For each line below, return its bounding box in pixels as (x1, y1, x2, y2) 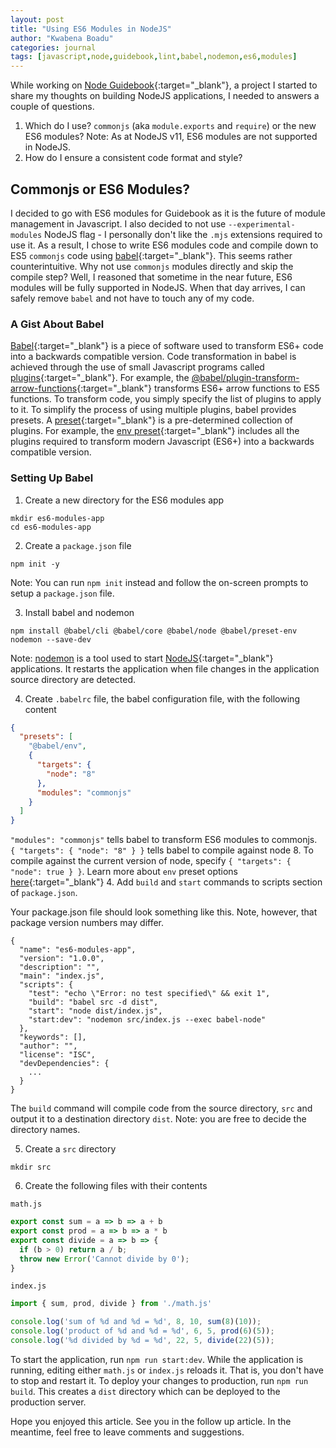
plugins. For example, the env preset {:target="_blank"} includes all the (10, 425, 300, 437)
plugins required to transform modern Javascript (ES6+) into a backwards (10, 436, 315, 448)
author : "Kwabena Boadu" (10, 33, 114, 43)
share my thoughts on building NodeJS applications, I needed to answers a (10, 90, 320, 102)
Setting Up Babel (10, 471, 94, 485)
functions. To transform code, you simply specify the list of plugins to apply (10, 393, 322, 405)
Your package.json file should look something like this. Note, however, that (10, 906, 318, 918)
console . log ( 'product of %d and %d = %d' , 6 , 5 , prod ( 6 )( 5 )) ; (10, 1326, 275, 1336)
